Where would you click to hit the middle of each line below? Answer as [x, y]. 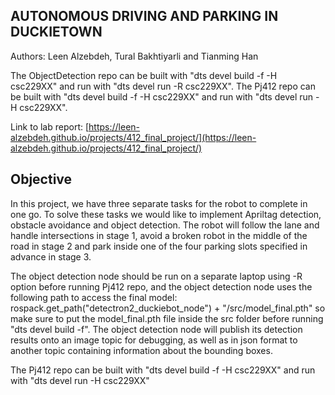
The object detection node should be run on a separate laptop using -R [156, 276]
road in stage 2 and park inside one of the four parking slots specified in [159, 246]
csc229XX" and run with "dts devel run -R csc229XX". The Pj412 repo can [163, 86]
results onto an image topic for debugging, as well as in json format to [154, 340]
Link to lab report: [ [50, 126]
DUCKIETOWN [56, 32]
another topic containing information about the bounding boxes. [141, 350]
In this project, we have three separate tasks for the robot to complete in [159, 203]
